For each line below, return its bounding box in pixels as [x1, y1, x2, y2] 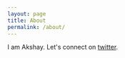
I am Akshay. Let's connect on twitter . [7, 43, 119, 52]
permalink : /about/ [7, 23, 66, 30]
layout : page [7, 10, 46, 18]
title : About [7, 17, 46, 24]
